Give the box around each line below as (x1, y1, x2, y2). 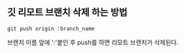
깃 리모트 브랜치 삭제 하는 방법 (7, 6, 128, 19)
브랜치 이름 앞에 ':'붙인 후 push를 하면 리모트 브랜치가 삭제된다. (7, 38, 179, 46)
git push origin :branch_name (7, 25, 95, 32)
